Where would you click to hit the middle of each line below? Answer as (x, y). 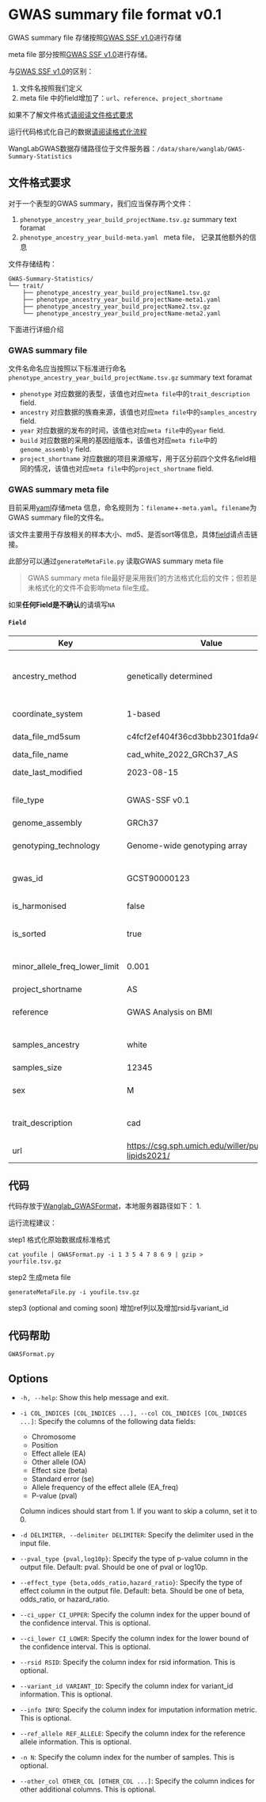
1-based (143, 713)
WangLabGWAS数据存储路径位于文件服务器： (83, 148)
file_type (28, 800)
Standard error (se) (63, 1479)
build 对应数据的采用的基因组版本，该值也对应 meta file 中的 (118, 441)
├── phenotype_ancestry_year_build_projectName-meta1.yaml (122, 300)
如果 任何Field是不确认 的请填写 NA (62, 605)
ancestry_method (44, 676)
